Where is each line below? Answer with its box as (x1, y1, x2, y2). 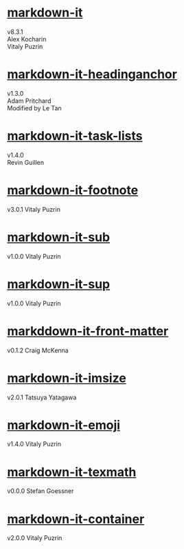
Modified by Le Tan (7, 103, 62, 112)
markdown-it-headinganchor (7, 67, 177, 82)
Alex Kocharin (7, 34, 47, 43)
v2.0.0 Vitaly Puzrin (7, 534, 62, 542)
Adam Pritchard (7, 97, 51, 105)
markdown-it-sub (7, 229, 111, 245)
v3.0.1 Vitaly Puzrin (7, 205, 60, 213)
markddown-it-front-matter (7, 323, 169, 339)
